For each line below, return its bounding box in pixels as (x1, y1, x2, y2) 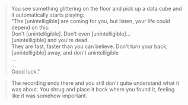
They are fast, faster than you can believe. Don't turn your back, (11, 43, 168, 50)
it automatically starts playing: (11, 11, 85, 18)
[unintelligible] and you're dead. (11, 37, 90, 43)
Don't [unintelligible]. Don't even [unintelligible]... (11, 30, 131, 37)
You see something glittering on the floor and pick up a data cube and (11, 5, 182, 12)
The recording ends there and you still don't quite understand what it (11, 79, 180, 87)
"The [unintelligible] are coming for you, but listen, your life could (11, 18, 170, 24)
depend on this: (11, 24, 50, 31)
